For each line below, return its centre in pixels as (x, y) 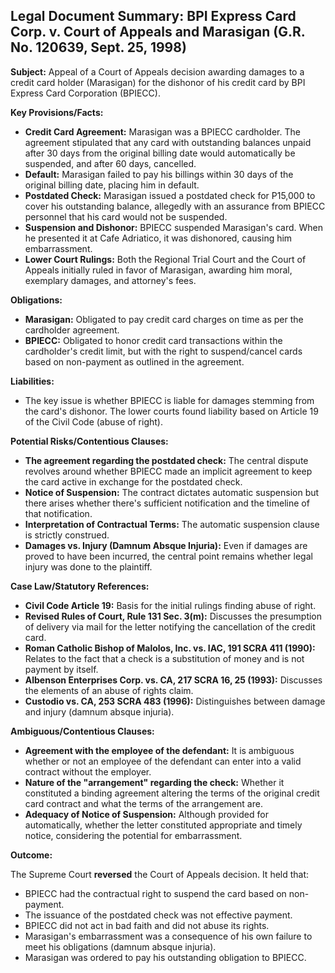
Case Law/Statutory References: (80, 586)
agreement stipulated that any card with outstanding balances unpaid (168, 142)
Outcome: (31, 855)
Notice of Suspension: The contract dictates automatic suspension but (172, 492)
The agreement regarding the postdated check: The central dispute (166, 460)
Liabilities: (32, 381)
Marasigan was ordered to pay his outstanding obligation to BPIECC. (165, 957)
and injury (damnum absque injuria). (99, 711)
